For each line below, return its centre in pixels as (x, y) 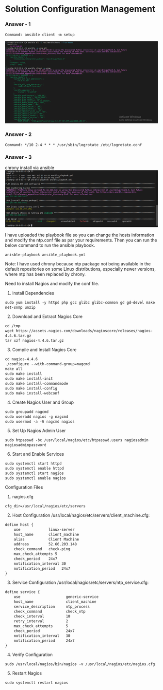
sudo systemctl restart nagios (37, 683)
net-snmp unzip (20, 307)
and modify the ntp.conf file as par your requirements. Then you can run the (81, 240)
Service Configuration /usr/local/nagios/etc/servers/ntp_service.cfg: (80, 582)
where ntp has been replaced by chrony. (45, 274)
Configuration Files (24, 487)
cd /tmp (13, 326)
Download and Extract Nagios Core (47, 316)
